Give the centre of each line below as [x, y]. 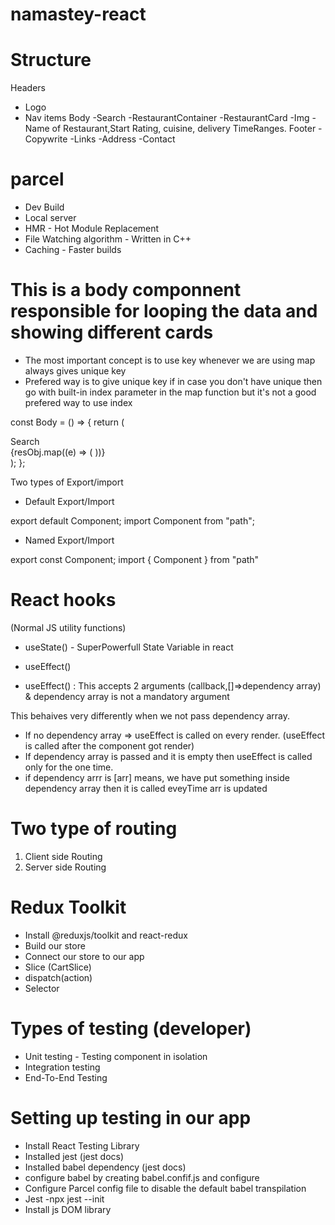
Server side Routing [65, 867]
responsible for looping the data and [164, 311]
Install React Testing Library [82, 1145]
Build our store [55, 945]
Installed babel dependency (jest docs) [105, 1167]
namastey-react [78, 14]
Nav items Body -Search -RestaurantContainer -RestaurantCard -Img [167, 118]
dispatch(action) [58, 977]
